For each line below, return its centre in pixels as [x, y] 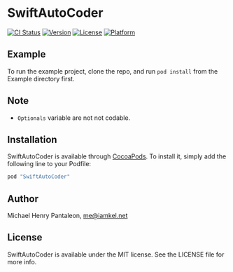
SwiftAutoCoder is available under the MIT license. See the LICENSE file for [116, 254]
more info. [22, 261]
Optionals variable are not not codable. [74, 118]
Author [23, 199]
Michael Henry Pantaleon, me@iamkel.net [68, 216]
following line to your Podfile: [49, 164]
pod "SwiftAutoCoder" [39, 177]
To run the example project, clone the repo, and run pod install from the [113, 71]
